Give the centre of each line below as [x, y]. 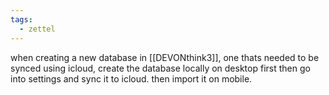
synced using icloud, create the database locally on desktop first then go [160, 68]
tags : [21, 19]
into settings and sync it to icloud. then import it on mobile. [131, 78]
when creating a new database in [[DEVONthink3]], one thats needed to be [165, 57]
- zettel [37, 29]
